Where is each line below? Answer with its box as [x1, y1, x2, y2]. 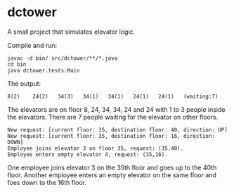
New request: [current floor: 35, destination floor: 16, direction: [7, 132, 216, 139]
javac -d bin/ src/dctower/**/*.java [7, 54, 118, 62]
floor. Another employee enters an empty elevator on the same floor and [7, 170, 216, 179]
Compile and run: [7, 41, 58, 49]
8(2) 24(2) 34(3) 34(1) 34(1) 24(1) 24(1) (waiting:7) [7, 93, 219, 100]
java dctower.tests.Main [7, 67, 80, 74]
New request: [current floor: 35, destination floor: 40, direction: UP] [7, 126, 228, 134]
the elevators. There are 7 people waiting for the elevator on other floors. [7, 113, 219, 121]
